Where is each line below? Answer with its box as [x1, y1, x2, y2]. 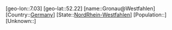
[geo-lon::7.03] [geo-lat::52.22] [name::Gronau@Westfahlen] [5, 5, 155, 12]
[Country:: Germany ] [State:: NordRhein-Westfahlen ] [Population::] [5, 11, 167, 18]
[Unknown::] [5, 18, 37, 24]
